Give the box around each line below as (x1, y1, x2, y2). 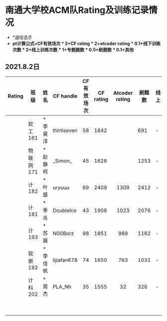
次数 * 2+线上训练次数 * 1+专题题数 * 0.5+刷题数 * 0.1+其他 (12, 47, 134, 53)
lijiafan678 (53, 257, 78, 263)
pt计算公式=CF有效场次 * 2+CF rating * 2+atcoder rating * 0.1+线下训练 (12, 40, 161, 46)
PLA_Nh (53, 283, 72, 290)
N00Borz (53, 230, 74, 237)
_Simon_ (53, 157, 72, 164)
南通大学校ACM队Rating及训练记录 (5, 4, 149, 16)
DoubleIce (53, 207, 77, 214)
